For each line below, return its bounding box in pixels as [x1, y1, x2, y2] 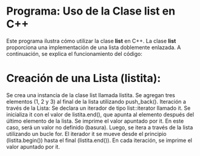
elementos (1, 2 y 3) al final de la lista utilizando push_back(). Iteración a [6, 98, 187, 105]
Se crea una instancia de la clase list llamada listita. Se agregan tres [6, 91, 176, 98]
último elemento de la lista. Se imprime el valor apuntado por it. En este [6, 117, 184, 124]
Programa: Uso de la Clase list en [6, 4, 176, 18]
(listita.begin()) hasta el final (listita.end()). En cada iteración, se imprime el [6, 137, 193, 144]
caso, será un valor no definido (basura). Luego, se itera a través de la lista [6, 123, 193, 131]
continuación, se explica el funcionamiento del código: [6, 50, 142, 57]
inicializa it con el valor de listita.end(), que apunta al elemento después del [6, 110, 195, 118]
